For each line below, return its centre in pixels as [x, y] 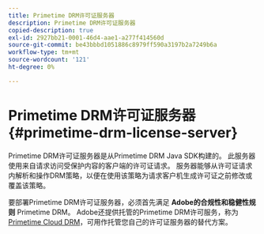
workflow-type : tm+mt [44, 52]
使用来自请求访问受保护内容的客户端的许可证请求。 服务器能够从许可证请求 [130, 165]
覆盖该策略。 [29, 185]
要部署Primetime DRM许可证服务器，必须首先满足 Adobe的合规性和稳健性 [128, 202]
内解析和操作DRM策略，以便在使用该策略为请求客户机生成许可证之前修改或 [130, 175]
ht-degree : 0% [32, 67]
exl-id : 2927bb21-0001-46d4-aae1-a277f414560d [86, 38]
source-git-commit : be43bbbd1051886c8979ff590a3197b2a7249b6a [113, 45]
